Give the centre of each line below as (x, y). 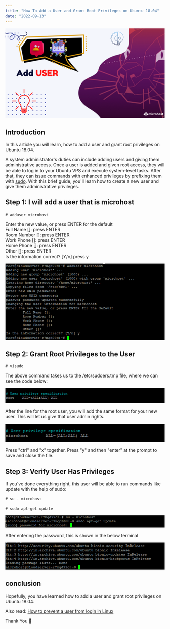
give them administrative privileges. (42, 186)
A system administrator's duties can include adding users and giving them (82, 159)
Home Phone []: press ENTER (36, 245)
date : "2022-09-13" (26, 16)
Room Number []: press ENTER (37, 235)
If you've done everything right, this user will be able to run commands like (83, 484)
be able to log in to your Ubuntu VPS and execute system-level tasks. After (83, 170)
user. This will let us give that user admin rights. (55, 416)
